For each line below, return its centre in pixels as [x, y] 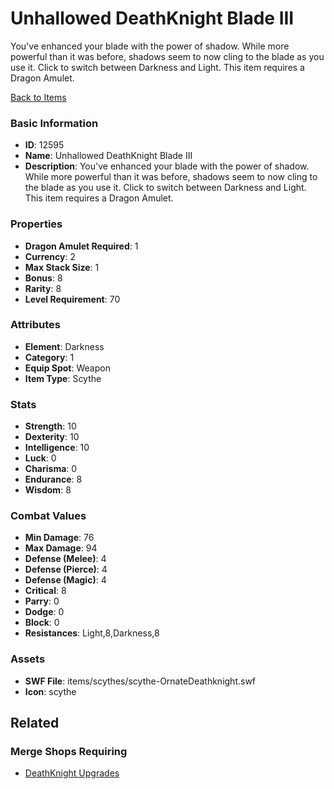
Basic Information [54, 123]
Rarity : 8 [43, 288]
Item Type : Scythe [63, 378]
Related [35, 723]
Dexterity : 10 [52, 437]
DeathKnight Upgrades [72, 773]
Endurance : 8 [53, 479]
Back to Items [38, 97]
